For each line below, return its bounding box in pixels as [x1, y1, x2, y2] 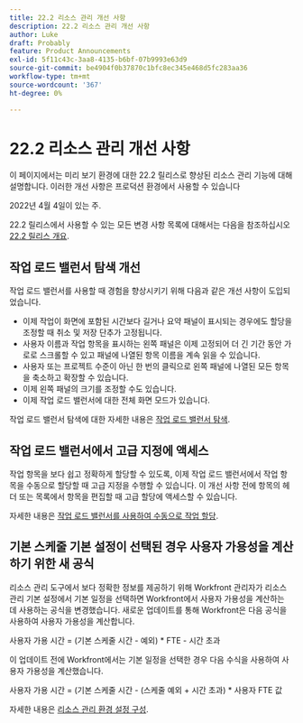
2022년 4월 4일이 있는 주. [9, 200, 102, 211]
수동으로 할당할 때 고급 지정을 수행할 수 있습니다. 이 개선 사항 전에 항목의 [25, 480, 281, 491]
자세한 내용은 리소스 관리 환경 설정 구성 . [9, 703, 149, 714]
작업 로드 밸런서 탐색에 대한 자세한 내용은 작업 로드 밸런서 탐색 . [9, 414, 231, 425]
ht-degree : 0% [9, 88, 63, 97]
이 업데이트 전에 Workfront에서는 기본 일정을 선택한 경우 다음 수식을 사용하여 [9, 653, 280, 664]
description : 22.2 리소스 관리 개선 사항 [9, 22, 151, 31]
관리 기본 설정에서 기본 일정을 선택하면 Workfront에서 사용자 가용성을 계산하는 [9, 593, 285, 604]
